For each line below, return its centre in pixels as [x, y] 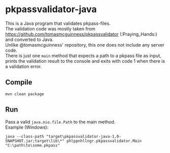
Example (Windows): [27, 127]
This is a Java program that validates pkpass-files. [58, 23]
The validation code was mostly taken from [50, 28]
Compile [19, 82]
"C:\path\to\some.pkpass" [32, 145]
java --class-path [25, 136]
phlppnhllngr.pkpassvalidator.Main [104, 141]
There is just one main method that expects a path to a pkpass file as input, [83, 55]
